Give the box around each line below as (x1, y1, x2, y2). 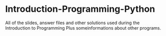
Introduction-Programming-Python (5, 3, 155, 15)
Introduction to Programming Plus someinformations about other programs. (5, 25, 161, 31)
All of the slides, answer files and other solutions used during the (5, 20, 140, 26)
